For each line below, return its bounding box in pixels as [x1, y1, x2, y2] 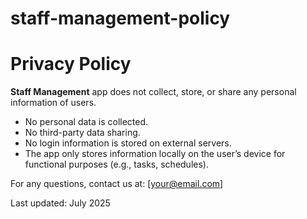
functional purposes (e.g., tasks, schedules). [24, 158, 209, 171]
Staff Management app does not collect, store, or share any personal [10, 86, 297, 98]
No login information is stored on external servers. [24, 137, 232, 149]
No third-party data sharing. [24, 127, 141, 139]
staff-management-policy [10, 7, 231, 30]
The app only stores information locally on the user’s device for [24, 148, 286, 160]
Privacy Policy [10, 53, 132, 76]
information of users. [10, 97, 97, 109]
